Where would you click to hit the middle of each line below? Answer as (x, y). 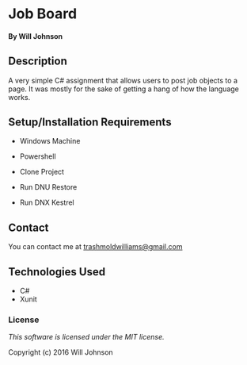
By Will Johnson (36, 36)
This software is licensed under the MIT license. (86, 337)
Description (38, 61)
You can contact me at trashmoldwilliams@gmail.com (95, 247)
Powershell (38, 156)
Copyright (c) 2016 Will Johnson (61, 352)
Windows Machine (50, 141)
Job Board (43, 14)
